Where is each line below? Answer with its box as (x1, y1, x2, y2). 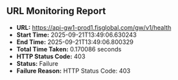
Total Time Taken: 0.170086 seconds (16, 45, 122, 53)
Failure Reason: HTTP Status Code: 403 (16, 66, 131, 75)
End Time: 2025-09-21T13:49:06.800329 (16, 37, 134, 46)
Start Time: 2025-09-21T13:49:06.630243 (16, 31, 138, 39)
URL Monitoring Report (6, 5, 107, 17)
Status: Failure (16, 59, 59, 67)
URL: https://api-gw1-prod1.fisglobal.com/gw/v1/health (16, 23, 172, 31)
